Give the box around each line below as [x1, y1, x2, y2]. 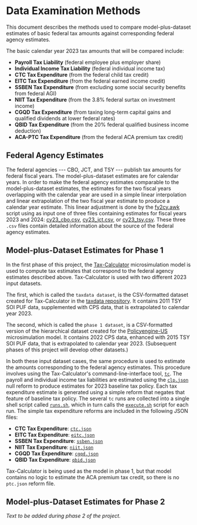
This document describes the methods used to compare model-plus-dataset [6, 23, 191, 31]
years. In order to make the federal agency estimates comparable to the [6, 178, 179, 185]
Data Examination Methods [6, 4, 141, 18]
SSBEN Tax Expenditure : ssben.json [14, 437, 104, 444]
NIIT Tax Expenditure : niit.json [14, 443, 94, 451]
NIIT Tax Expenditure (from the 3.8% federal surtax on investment [14, 96, 176, 103]
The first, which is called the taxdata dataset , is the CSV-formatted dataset [6, 291, 189, 298]
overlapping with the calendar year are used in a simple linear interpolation [6, 191, 186, 198]
